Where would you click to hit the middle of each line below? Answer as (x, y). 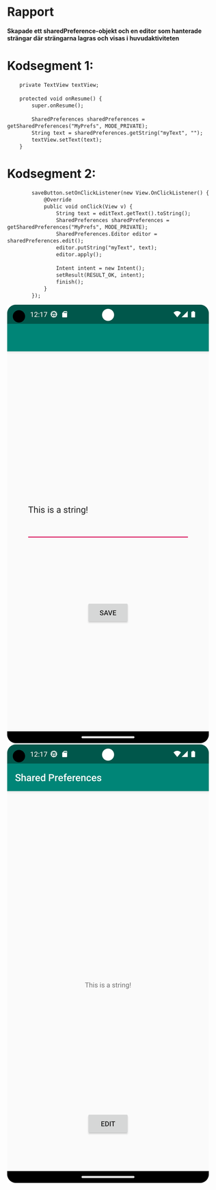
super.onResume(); (58, 106)
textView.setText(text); (67, 140)
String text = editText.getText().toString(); (123, 213)
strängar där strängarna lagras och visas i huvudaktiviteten (93, 38)
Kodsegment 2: (52, 174)
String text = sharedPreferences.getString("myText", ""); (118, 133)
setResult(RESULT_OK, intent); (100, 275)
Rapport (31, 12)
